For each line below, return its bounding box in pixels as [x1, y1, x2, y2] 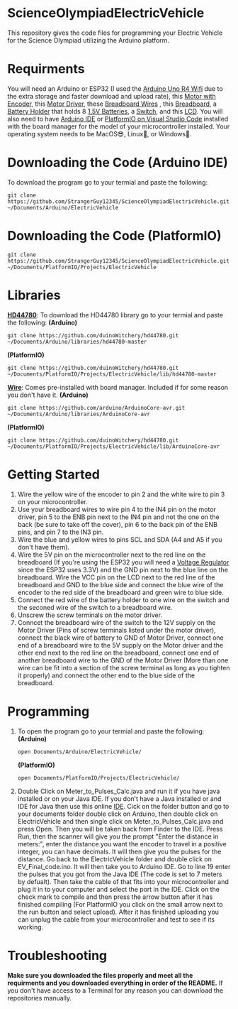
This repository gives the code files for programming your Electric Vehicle [7, 28, 223, 37]
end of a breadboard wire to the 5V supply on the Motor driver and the [17, 640, 224, 649]
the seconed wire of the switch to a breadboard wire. [17, 603, 173, 611]
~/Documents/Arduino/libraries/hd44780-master [7, 338, 147, 345]
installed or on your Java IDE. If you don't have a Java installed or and [17, 794, 222, 803]
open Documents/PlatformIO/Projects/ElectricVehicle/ [17, 774, 180, 782]
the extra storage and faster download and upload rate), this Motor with [7, 92, 216, 100]
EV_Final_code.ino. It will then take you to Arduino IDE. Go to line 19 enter [17, 862, 231, 871]
